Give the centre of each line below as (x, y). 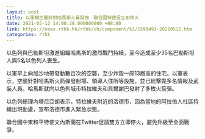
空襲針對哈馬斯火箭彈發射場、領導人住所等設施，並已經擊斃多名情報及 (105, 81)
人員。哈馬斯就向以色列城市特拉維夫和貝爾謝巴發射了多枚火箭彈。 (94, 88)
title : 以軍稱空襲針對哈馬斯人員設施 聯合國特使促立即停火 (73, 18)
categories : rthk (28, 35)
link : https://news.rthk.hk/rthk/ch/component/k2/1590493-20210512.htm (99, 29)
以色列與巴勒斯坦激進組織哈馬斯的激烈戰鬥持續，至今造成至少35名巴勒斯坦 (100, 53)
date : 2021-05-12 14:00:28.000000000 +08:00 (64, 23)
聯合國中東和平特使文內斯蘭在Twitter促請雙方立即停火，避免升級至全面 (95, 122)
